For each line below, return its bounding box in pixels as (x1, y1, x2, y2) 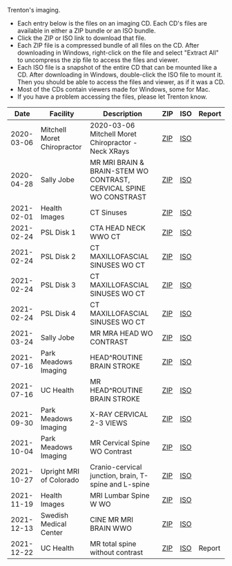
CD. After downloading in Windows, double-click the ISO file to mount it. (17, 70, 223, 79)
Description (103, 109, 143, 118)
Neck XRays (89, 146, 130, 156)
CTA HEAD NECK (89, 224, 146, 233)
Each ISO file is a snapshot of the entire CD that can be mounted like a (17, 64, 217, 71)
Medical (40, 519, 67, 529)
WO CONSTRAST (89, 193, 147, 202)
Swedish (40, 511, 69, 520)
